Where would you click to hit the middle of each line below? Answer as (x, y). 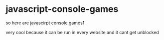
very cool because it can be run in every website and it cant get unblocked (82, 32)
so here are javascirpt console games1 (45, 23)
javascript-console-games (62, 9)
